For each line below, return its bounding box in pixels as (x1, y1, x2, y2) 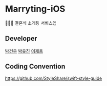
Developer (5, 34, 38, 43)
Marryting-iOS (5, 3, 65, 15)
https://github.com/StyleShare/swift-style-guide (5, 75, 102, 81)
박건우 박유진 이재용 (5, 48, 43, 54)
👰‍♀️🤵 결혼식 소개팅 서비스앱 (5, 20, 57, 26)
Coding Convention (5, 62, 65, 71)
